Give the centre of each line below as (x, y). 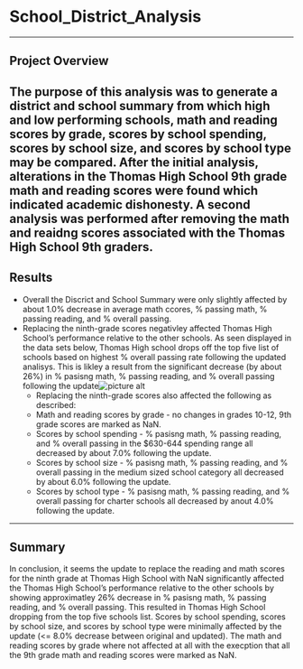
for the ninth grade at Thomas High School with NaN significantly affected (147, 579)
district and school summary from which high (140, 106)
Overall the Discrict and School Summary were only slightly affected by (155, 299)
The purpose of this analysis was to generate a (143, 92)
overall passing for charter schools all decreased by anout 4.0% (155, 501)
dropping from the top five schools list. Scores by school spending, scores (147, 617)
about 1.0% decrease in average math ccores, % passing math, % (145, 309)
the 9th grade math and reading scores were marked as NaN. (123, 655)
